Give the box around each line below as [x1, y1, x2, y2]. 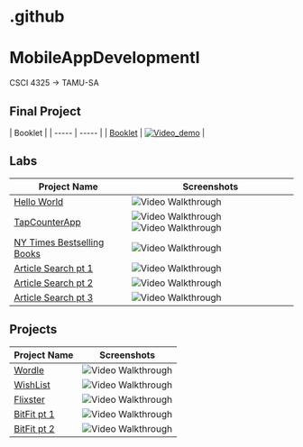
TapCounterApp [14, 215, 81, 228]
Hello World [14, 196, 64, 208]
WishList [14, 379, 51, 391]
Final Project [9, 104, 81, 119]
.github [9, 6, 65, 27]
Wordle [14, 363, 45, 376]
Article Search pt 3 [14, 291, 94, 304]
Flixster [14, 393, 45, 406]
